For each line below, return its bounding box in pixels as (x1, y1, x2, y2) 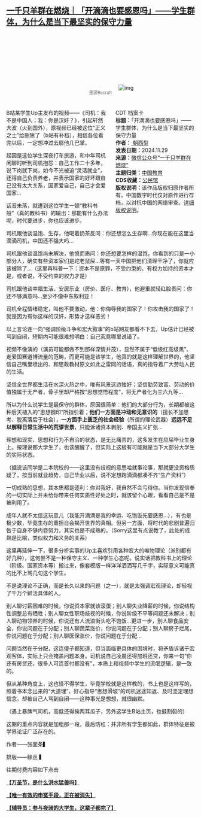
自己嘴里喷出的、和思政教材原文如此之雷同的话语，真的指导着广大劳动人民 (11, 360, 195, 368)
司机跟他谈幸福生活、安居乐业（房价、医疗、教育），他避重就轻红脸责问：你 (6, 285, 193, 292)
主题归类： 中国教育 (115, 169, 163, 176)
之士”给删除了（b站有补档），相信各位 (6, 131, 99, 139)
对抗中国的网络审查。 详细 (131, 199, 194, 206)
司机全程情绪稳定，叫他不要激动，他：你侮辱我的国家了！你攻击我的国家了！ (6, 305, 195, 312)
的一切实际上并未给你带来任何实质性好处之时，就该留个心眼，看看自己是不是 (6, 491, 195, 499)
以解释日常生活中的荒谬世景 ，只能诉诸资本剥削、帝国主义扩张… (6, 423, 163, 430)
